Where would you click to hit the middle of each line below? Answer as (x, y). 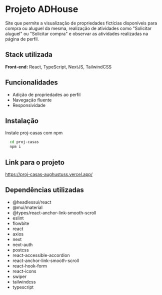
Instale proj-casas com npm (34, 133)
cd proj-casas (24, 142)
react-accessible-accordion (41, 255)
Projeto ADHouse (42, 9)
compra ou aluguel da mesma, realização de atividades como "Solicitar (78, 28)
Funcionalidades (32, 83)
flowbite (21, 223)
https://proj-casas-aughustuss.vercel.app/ (49, 174)
